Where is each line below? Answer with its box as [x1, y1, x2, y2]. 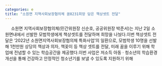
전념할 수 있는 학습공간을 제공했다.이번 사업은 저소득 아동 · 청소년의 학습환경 [14, 49, 158, 55]
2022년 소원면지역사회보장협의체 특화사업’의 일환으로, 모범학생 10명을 [15, 37, 148, 43]
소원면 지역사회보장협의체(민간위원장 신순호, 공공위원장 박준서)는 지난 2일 [11, 25, 150, 31]
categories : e [5, 7, 34, 12]
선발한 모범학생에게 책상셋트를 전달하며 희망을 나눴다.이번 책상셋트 [26, 31, 152, 37]
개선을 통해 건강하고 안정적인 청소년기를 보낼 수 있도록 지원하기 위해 [5, 55, 133, 61]
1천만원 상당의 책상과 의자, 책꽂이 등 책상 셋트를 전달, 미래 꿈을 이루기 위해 [10, 43, 150, 49]
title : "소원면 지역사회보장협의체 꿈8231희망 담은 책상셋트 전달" [5, 12, 121, 16]
